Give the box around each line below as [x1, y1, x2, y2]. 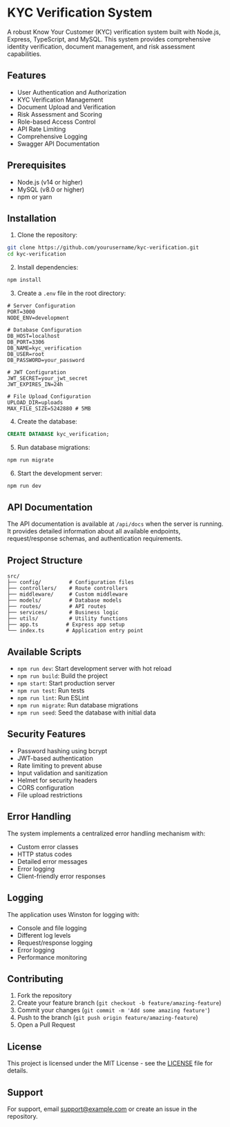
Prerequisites [7, 160, 66, 171]
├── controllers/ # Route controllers [7, 585, 128, 592]
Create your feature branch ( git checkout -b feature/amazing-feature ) [17, 998, 222, 1007]
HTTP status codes [17, 850, 73, 858]
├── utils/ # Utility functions [7, 615, 128, 623]
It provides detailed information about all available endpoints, [7, 527, 181, 536]
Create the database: [17, 417, 77, 426]
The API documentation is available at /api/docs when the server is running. [7, 520, 224, 528]
